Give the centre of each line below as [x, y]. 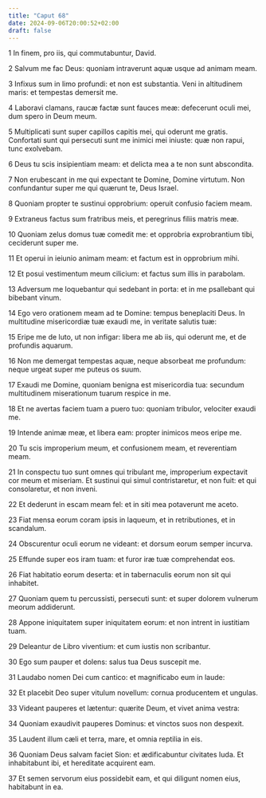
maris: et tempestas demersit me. [63, 92]
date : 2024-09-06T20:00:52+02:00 [64, 23]
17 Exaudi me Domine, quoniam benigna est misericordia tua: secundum [126, 385]
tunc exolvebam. [35, 149]
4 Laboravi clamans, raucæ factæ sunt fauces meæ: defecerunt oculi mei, [130, 108]
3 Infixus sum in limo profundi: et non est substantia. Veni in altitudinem [125, 84]
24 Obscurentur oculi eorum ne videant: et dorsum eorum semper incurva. [131, 544]
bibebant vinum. [35, 298]
